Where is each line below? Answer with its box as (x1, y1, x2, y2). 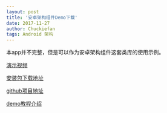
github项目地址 (6, 87, 44, 94)
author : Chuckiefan (6, 25, 56, 32)
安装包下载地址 (6, 74, 44, 82)
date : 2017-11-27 (6, 20, 50, 26)
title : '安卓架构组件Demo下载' (6, 15, 78, 21)
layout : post (6, 8, 39, 15)
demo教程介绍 (6, 100, 42, 108)
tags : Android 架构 (6, 31, 54, 37)
